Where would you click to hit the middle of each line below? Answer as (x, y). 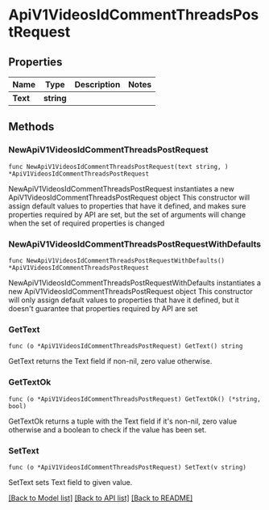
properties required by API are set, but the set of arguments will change (127, 214)
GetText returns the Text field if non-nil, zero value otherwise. (110, 361)
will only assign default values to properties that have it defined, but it (124, 300)
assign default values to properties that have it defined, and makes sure (127, 206)
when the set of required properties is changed (87, 223)
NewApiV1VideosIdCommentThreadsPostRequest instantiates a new (122, 188)
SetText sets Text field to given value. (70, 482)
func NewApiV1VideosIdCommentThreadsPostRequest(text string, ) (118, 166)
